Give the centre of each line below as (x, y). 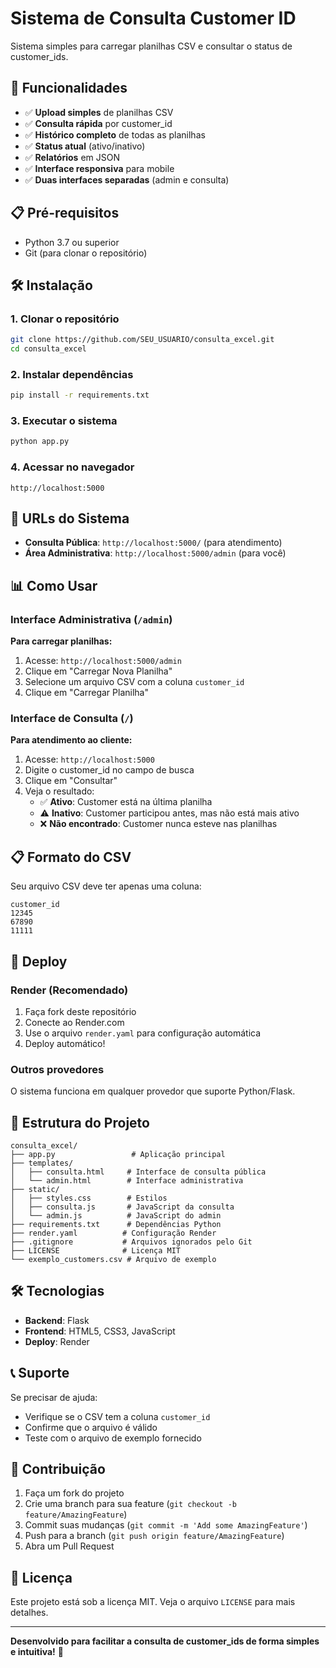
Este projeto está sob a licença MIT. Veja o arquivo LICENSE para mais (153, 1602)
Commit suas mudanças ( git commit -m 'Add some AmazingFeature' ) (166, 1525)
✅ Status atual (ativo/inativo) (85, 146)
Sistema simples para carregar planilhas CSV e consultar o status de (151, 46)
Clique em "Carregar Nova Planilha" (98, 671)
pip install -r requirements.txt (80, 395)
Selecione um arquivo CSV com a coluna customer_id (134, 682)
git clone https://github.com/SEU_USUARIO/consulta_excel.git (142, 340)
